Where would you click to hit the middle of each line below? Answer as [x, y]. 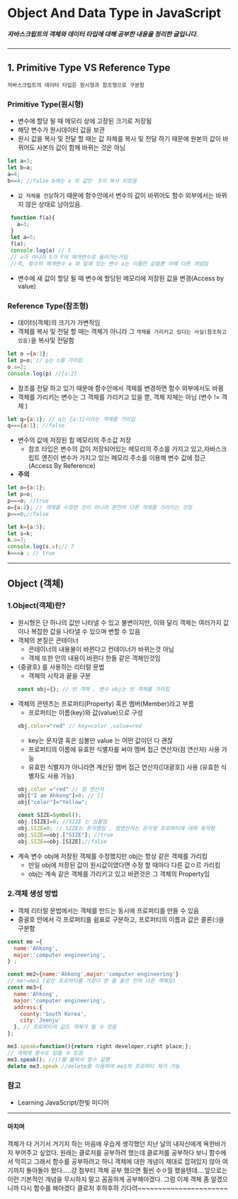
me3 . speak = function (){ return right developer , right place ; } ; [100, 1047]
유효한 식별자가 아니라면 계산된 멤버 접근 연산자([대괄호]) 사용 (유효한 [124, 766]
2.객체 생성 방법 [33, 893]
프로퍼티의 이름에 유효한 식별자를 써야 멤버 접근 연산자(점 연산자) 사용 [124, 749]
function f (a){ [33, 218]
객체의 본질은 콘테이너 [48, 640]
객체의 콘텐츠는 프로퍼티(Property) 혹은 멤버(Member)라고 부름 [106, 703]
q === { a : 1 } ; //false [36, 426]
